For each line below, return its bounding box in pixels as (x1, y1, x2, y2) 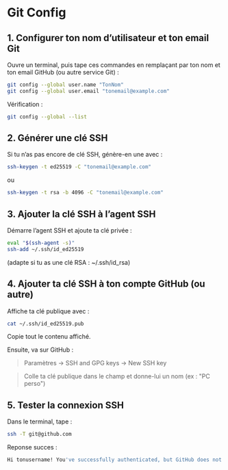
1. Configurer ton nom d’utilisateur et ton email (7, 32, 210, 44)
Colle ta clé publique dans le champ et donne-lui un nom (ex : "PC (23, 372, 211, 380)
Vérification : (7, 100, 43, 108)
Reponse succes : (7, 443, 58, 452)
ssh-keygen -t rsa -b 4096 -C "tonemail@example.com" (7, 190, 164, 196)
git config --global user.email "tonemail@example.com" (7, 88, 170, 94)
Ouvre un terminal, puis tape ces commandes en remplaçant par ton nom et (7, 61, 220, 69)
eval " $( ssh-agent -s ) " (7, 239, 75, 246)
